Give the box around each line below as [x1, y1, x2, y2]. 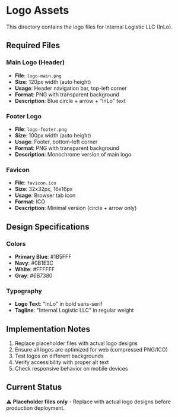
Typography [6, 287, 43, 295]
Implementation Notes [6, 324, 91, 334]
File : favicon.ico [14, 179, 56, 186]
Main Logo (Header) [6, 58, 65, 67]
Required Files [6, 40, 61, 51]
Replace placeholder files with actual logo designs [14, 340, 138, 347]
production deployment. [6, 404, 65, 411]
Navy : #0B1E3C [14, 259, 53, 266]
